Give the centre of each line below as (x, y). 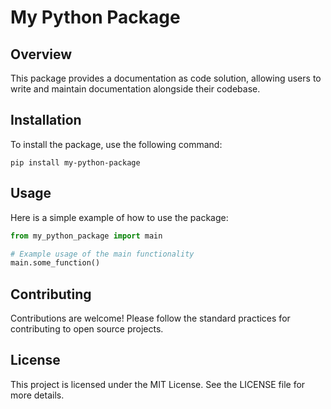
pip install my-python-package (75, 162)
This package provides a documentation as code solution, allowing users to (166, 78)
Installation (46, 120)
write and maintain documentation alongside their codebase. (135, 89)
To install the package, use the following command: (116, 144)
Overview (41, 54)
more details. (37, 395)
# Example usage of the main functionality (102, 254)
